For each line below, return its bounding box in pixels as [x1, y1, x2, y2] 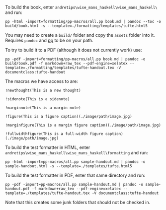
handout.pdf [5, 186, 30, 191]
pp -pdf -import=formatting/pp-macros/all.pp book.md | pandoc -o [5, 57, 146, 62]
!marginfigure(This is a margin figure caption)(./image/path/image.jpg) [5, 123, 162, 128]
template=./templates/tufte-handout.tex [5, 191, 90, 196]
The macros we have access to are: [5, 78, 78, 84]
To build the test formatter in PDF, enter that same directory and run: [5, 172, 146, 178]
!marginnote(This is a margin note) [5, 105, 81, 110]
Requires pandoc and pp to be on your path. [5, 37, 93, 43]
